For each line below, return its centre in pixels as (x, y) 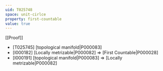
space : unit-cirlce (26, 14)
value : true (18, 24)
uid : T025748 (19, 10)
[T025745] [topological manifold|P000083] (57, 47)
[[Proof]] (14, 38)
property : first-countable (33, 19)
